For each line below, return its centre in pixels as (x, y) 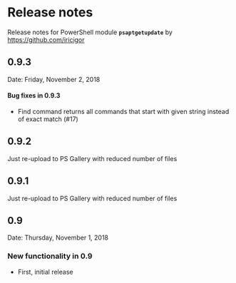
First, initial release (45, 272)
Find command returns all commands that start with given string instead (123, 111)
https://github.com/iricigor (46, 39)
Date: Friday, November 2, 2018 (54, 79)
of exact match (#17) (48, 119)
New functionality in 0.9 (50, 256)
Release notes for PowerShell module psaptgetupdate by (90, 32)
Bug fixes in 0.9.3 (34, 96)
